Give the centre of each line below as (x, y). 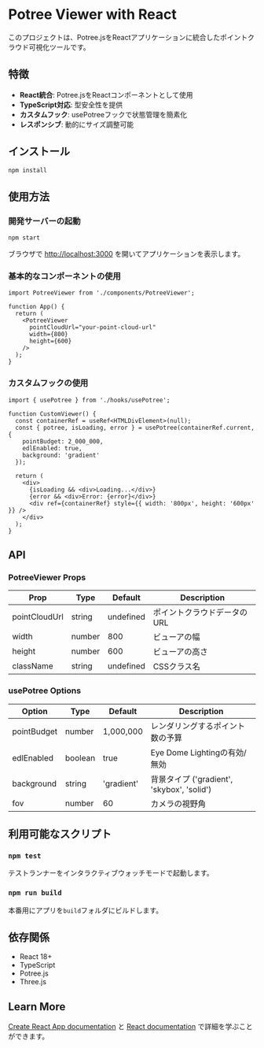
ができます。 (29, 1036)
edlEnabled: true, (52, 448)
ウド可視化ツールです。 (52, 47)
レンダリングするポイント (198, 726)
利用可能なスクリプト (60, 833)
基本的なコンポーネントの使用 (65, 276)
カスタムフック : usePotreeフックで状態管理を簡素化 (103, 114)
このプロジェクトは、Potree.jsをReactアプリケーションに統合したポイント (128, 37)
